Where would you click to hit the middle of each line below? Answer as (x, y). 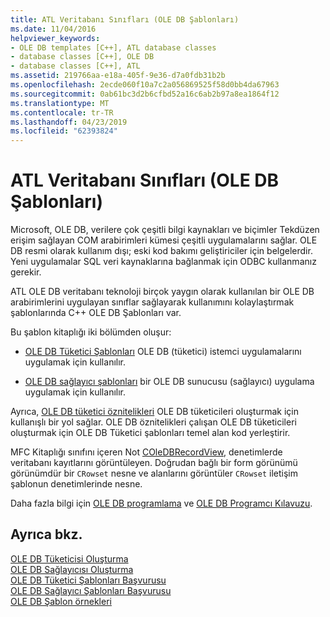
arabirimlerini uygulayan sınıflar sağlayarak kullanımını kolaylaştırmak (152, 302)
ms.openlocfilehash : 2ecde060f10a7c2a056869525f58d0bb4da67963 (145, 85)
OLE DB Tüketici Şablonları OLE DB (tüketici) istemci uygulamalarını (163, 352)
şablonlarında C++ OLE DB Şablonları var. (96, 313)
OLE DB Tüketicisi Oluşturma (69, 558)
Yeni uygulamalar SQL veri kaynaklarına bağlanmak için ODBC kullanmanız (163, 262)
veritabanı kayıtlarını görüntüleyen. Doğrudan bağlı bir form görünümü (154, 463)
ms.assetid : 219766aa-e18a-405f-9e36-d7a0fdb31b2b (118, 76)
